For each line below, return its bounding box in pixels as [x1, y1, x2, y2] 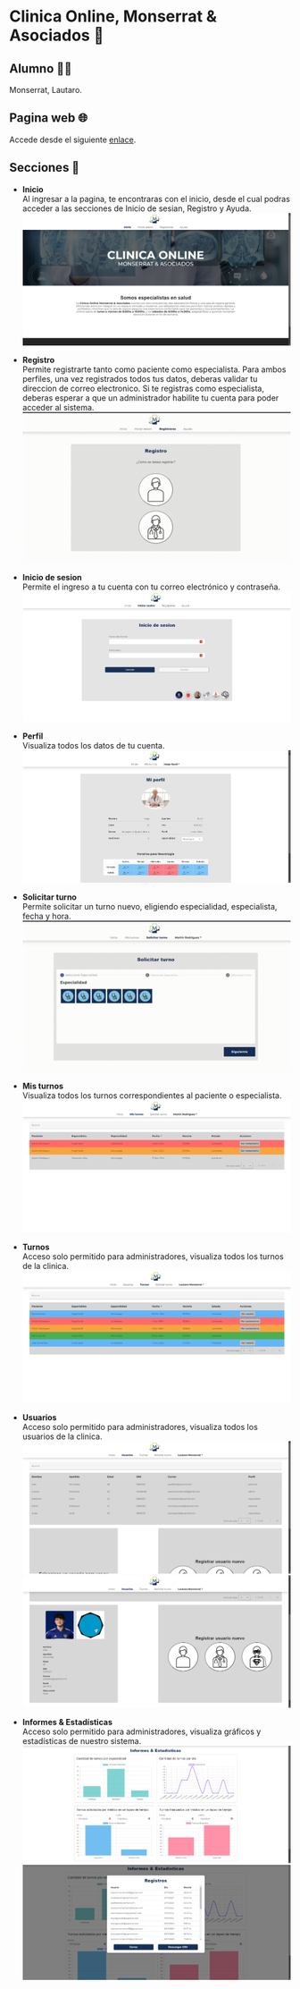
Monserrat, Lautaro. [9, 85, 83, 95]
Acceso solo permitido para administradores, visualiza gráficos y [21, 1726, 262, 1737]
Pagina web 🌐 [9, 110, 87, 126]
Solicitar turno [21, 892, 78, 902]
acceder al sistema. [21, 402, 95, 412]
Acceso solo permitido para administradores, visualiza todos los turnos [21, 1250, 284, 1262]
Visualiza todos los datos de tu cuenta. [21, 740, 165, 750]
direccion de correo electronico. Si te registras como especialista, [21, 383, 265, 394]
